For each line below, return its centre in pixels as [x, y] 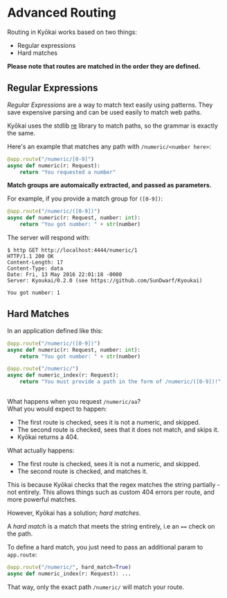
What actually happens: [41, 450]
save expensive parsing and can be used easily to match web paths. [105, 112]
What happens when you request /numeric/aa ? [74, 401]
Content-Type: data [35, 268]
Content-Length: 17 [35, 262]
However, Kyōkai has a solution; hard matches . [74, 513]
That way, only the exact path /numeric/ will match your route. [96, 587]
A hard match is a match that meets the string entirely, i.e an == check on [111, 526]
